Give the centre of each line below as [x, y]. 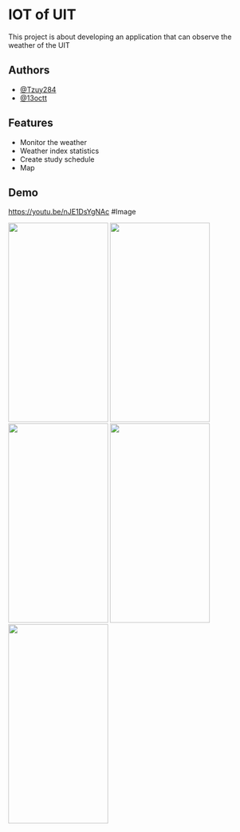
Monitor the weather [53, 142]
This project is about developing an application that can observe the [120, 37]
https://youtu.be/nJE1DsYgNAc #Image [72, 212]
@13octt [33, 98]
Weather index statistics [59, 151]
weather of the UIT [39, 45]
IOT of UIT [42, 15]
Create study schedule [57, 159]
